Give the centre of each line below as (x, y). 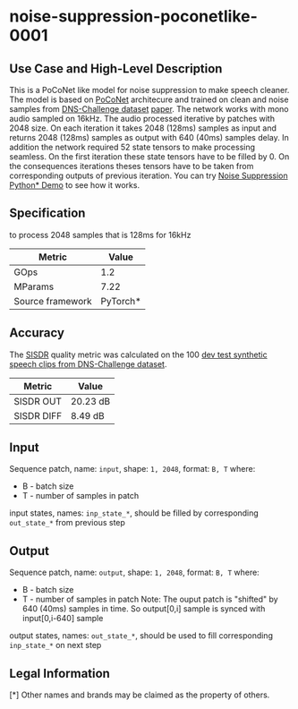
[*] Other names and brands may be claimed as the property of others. (140, 695)
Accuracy (37, 333)
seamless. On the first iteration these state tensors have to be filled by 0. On (149, 157)
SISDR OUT (38, 401)
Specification (47, 214)
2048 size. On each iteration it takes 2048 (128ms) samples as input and (143, 128)
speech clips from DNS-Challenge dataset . (88, 363)
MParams (34, 286)
